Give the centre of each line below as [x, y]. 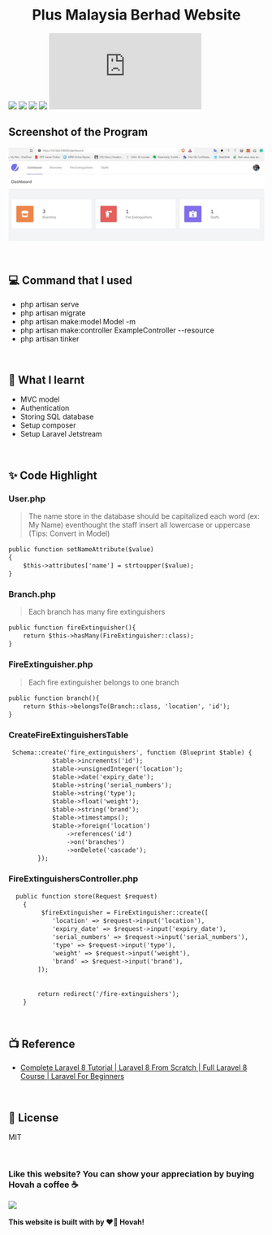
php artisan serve [50, 304]
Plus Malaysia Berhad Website [136, 15]
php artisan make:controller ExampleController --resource [117, 330]
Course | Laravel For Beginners [72, 1076]
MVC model [40, 399]
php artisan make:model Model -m [78, 321]
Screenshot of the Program [78, 132]
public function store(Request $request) [87, 897]
